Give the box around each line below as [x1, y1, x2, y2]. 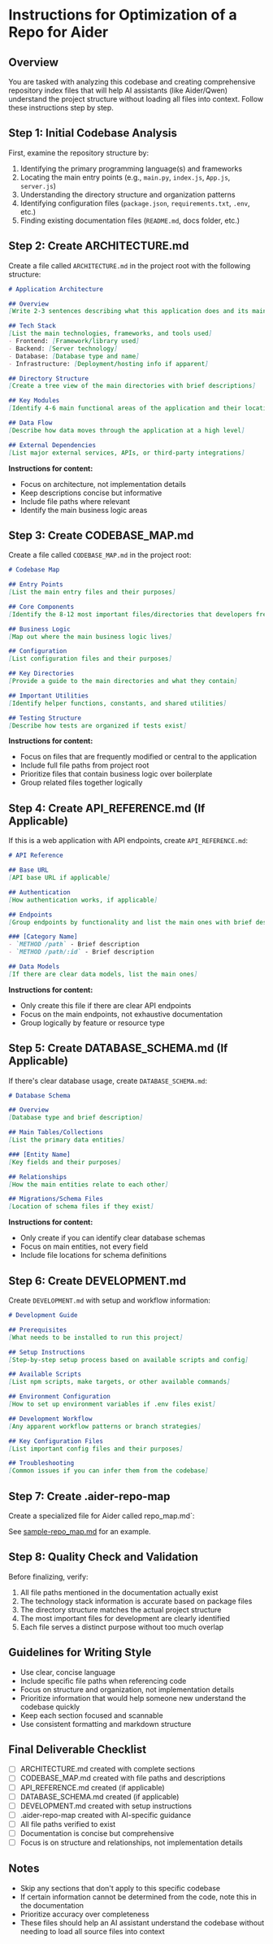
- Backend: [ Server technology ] [8, 344, 118, 353]
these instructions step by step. [8, 103, 114, 112]
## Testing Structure [8, 714, 82, 722]
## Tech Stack [8, 322, 57, 330]
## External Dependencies [8, 441, 96, 449]
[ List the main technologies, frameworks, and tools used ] [8, 329, 213, 338]
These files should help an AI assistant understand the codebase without [19, 1917, 265, 1928]
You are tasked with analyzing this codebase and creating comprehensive [8, 77, 256, 86]
